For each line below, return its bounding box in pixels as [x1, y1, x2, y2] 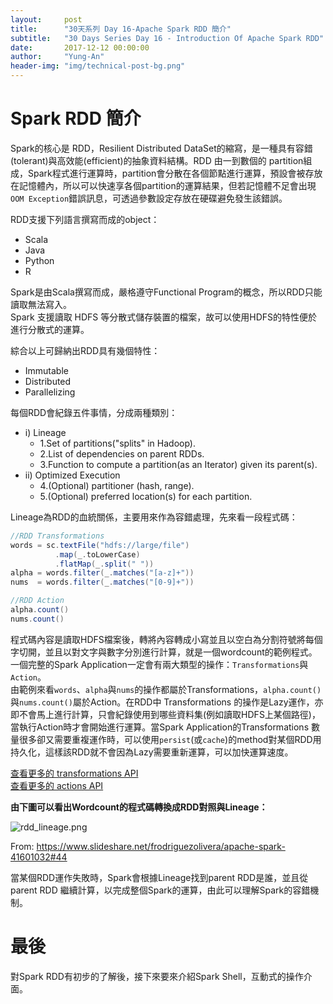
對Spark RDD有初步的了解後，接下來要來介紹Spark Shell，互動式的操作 [10, 970, 304, 982]
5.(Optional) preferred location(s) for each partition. [39, 490, 253, 502]
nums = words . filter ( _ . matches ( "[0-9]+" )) [10, 577, 195, 588]
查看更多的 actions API [10, 779, 104, 791]
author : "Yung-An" [10, 52, 105, 62]
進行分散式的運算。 [10, 323, 90, 335]
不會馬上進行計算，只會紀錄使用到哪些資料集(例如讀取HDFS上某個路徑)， [18, 708, 321, 720]
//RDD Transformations [10, 531, 105, 541]
